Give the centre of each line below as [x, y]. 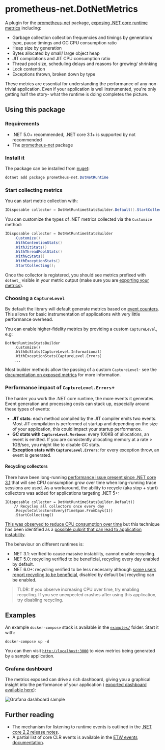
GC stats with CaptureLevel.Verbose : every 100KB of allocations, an [81, 434]
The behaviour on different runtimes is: [44, 544]
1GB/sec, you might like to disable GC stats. [56, 444]
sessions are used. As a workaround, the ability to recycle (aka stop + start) [82, 488]
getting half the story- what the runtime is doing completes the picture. [77, 94]
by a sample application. [30, 656]
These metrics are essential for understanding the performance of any [76, 84]
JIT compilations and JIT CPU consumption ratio [61, 58]
